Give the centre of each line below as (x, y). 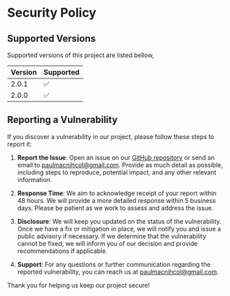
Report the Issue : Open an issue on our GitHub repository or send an (116, 157)
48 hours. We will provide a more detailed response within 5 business (116, 200)
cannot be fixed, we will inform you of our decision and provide (107, 243)
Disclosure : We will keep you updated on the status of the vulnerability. (119, 221)
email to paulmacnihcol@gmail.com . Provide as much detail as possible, (120, 165)
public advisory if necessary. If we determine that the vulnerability (112, 236)
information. (34, 179)
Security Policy (52, 13)
